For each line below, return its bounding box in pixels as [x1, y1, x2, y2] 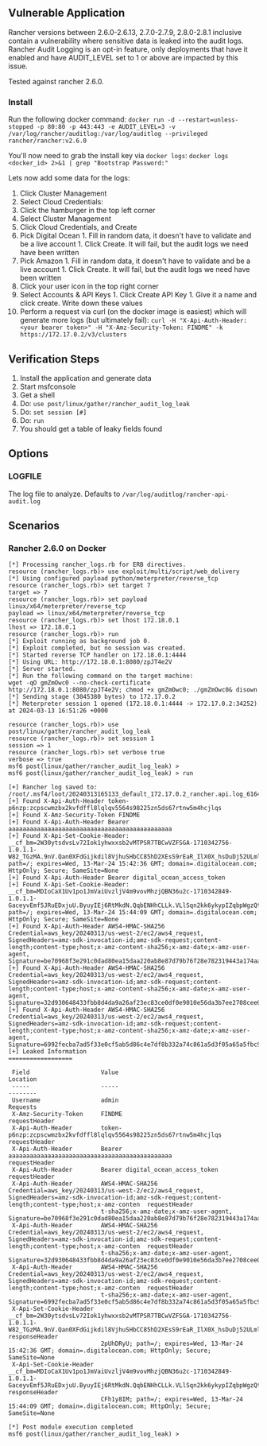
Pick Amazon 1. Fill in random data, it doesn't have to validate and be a [19, 256, 251, 266]
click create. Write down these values [19, 298, 143, 308]
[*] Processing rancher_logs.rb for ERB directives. [8, 560, 187, 569]
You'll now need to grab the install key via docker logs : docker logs [8, 151, 229, 161]
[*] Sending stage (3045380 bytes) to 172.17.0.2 [8, 693, 176, 701]
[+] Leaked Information [8, 1048, 87, 1056]
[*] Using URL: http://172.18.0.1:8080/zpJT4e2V [8, 658, 172, 666]
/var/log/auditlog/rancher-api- [122, 490, 229, 498]
